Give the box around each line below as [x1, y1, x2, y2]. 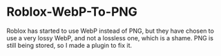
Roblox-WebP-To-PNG [6, 4, 137, 20]
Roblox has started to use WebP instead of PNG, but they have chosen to [6, 27, 215, 35]
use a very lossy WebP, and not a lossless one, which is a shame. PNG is [6, 33, 213, 42]
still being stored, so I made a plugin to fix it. [6, 41, 133, 49]
